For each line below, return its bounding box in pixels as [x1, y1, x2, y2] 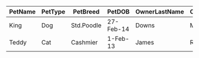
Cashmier [70, 38, 98, 46]
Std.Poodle [70, 21, 102, 29]
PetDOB [107, 8, 130, 15]
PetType [41, 8, 66, 15]
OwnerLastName [135, 8, 185, 15]
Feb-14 [107, 25, 130, 33]
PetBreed [73, 8, 99, 15]
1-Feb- [107, 35, 130, 43]
